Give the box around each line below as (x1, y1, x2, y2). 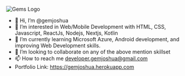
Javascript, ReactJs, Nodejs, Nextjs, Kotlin (14, 29, 118, 37)
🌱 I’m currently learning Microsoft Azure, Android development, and (14, 36, 180, 42)
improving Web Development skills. (14, 42, 100, 49)
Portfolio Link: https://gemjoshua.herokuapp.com (14, 64, 134, 70)
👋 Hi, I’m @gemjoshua (14, 17, 69, 24)
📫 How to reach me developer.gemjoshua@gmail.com (14, 55, 148, 62)
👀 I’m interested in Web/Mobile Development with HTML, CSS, (14, 24, 167, 30)
